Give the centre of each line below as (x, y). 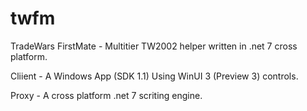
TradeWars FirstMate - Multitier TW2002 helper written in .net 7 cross (154, 46)
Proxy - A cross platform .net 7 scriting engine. (106, 95)
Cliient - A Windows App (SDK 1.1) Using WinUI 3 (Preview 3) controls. (154, 76)
